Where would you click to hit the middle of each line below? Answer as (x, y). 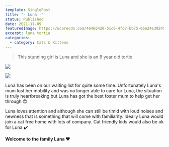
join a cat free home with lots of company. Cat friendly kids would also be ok (84, 121)
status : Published (24, 19)
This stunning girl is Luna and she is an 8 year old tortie (75, 57)
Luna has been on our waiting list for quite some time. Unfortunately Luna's (83, 85)
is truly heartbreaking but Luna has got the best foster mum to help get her (82, 96)
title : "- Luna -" (24, 15)
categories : (18, 38)
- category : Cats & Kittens (39, 43)
